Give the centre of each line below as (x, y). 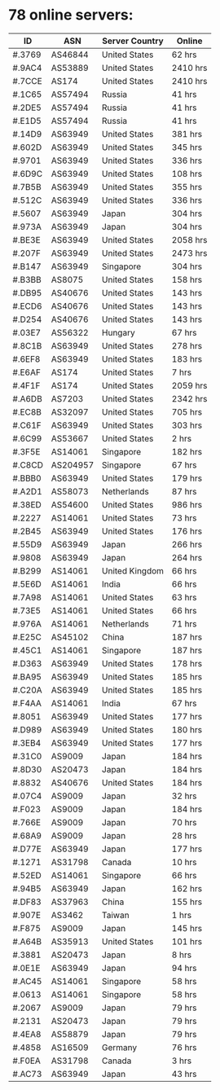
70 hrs (184, 822)
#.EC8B (27, 411)
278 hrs (187, 345)
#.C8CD (28, 464)
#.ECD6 (27, 305)
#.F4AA (27, 703)
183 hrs (187, 358)
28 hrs (184, 835)
